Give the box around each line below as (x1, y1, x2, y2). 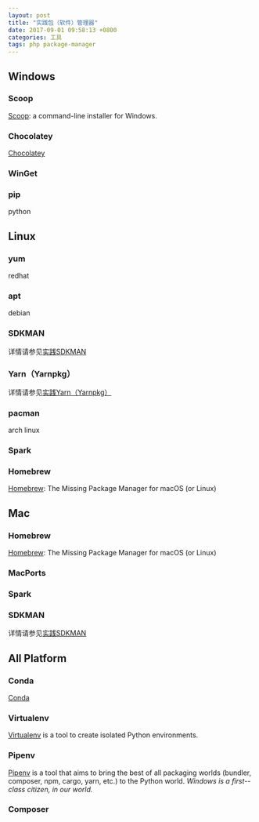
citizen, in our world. (27, 784, 93, 794)
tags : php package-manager (8, 41, 96, 49)
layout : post (8, 11, 51, 20)
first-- (232, 776, 251, 785)
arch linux (8, 425, 41, 435)
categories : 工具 (8, 33, 63, 42)
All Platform (8, 652, 67, 665)
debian (8, 308, 31, 318)
